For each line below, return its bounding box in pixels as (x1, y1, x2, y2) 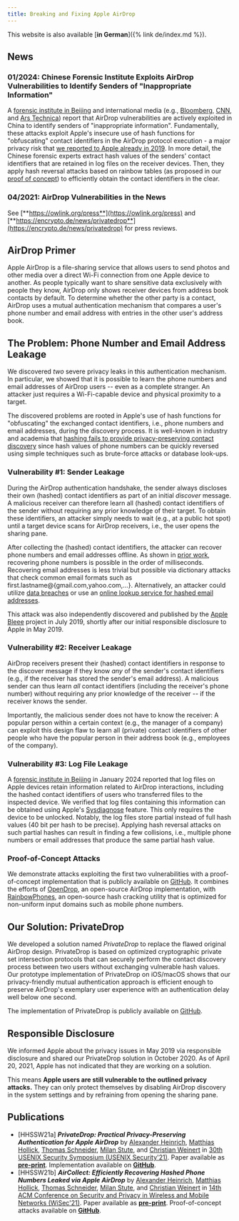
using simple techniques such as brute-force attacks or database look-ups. (7, 449, 228, 458)
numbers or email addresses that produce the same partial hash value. (7, 836, 215, 845)
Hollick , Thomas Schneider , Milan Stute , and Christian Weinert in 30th (17, 1145, 223, 1154)
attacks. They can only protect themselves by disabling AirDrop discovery (7, 1083, 226, 1092)
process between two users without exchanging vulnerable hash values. (7, 963, 220, 971)
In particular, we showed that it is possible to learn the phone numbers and (7, 375, 227, 383)
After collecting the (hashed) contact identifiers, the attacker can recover (7, 543, 223, 551)
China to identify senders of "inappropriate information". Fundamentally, (7, 121, 219, 130)
